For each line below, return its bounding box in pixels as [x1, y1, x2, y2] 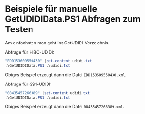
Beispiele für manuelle [5, 3, 97, 14]
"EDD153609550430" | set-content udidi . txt [5, 58, 92, 63]
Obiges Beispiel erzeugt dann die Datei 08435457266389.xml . [5, 104, 125, 110]
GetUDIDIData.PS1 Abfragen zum [5, 14, 141, 25]
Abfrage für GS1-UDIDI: [5, 81, 52, 87]
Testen [5, 24, 33, 35]
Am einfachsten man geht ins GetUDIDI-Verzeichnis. [5, 40, 110, 45]
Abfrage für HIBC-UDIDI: [5, 49, 55, 55]
